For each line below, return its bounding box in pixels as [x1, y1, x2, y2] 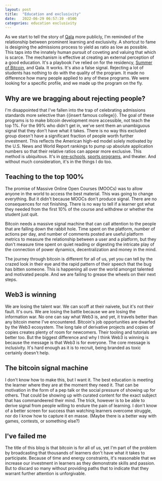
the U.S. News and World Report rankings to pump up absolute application [5, 144, 153, 149]
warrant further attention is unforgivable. [5, 471, 86, 477]
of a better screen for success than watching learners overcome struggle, [5, 408, 152, 414]
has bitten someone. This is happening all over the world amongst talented [5, 266, 154, 272]
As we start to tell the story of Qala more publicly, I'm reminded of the [5, 34, 144, 40]
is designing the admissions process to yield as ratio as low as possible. [5, 44, 148, 50]
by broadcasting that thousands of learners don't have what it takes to [5, 450, 145, 456]
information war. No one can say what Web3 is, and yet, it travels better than [5, 314, 158, 320]
